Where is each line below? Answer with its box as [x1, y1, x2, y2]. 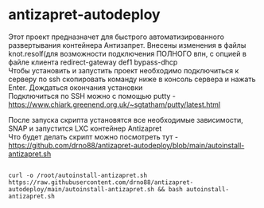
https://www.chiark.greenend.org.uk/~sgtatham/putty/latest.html [8, 100, 221, 109]
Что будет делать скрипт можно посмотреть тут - [8, 131, 179, 141]
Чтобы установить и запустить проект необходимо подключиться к [8, 65, 239, 75]
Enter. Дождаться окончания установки [8, 82, 143, 92]
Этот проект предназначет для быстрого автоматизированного [8, 32, 225, 41]
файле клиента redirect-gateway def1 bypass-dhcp [8, 57, 178, 67]
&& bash [157, 185, 183, 193]
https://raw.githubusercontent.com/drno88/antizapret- [8, 178, 194, 186]
